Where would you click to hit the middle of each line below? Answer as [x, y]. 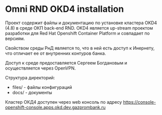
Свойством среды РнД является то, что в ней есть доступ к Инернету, [80, 48]
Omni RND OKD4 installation [65, 9]
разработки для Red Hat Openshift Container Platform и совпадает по [77, 33]
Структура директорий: [30, 77]
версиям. [15, 38]
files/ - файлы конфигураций [42, 87]
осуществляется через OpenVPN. [40, 68]
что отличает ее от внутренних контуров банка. [56, 53]
